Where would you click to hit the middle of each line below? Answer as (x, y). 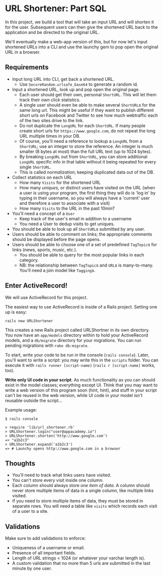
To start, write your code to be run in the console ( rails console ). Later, (77, 355)
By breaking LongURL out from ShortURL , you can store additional (83, 157)
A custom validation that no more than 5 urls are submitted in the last (81, 563)
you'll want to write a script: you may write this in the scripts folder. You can (82, 360)
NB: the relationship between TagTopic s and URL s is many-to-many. (86, 265)
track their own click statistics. (50, 100)
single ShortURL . (36, 167)
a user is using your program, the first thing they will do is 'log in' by (87, 193)
